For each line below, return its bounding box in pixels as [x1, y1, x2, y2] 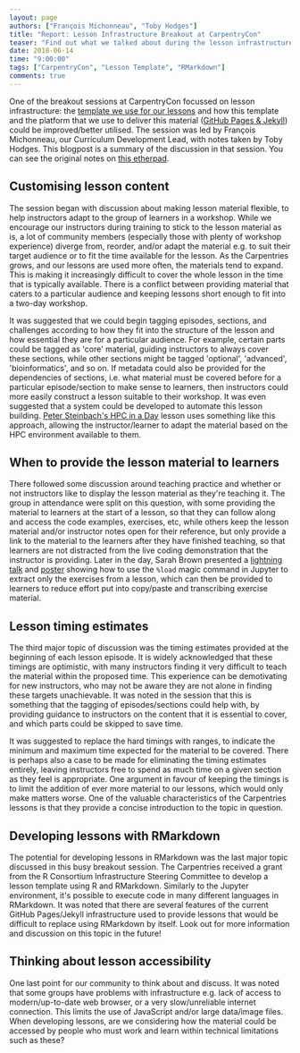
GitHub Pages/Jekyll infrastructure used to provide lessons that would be [9, 909, 279, 920]
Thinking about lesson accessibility [9, 954, 212, 969]
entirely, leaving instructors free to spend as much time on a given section [9, 764, 282, 775]
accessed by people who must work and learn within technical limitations [9, 1025, 279, 1036]
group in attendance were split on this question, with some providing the [9, 497, 276, 508]
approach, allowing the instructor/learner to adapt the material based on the [9, 420, 288, 430]
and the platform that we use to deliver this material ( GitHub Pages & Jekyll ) [9, 115, 288, 125]
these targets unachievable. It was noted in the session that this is [9, 690, 252, 701]
